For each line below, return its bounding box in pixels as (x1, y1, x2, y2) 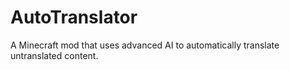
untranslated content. (10, 49, 99, 61)
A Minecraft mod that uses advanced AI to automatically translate (10, 39, 280, 51)
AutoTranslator (10, 6, 138, 29)
